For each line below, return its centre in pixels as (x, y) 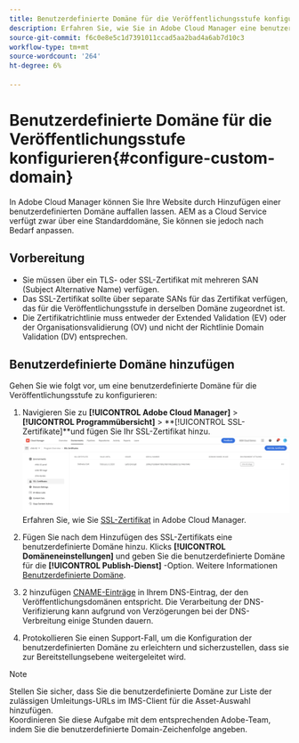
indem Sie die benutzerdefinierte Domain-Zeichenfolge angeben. (128, 729)
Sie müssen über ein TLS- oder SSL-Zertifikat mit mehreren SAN (140, 280)
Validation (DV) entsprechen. (75, 336)
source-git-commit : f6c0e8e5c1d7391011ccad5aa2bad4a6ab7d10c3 (127, 37)
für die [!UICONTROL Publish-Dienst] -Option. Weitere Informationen (150, 565)
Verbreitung (44, 620)
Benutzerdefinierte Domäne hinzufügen (122, 365)
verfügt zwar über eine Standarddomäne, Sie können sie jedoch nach (137, 220)
